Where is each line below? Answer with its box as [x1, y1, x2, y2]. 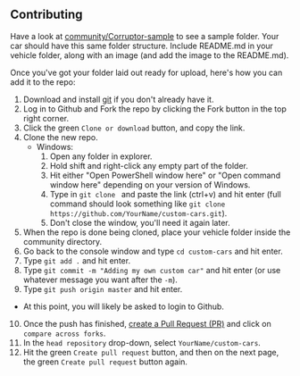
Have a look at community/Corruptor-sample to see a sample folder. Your [10, 30, 279, 41]
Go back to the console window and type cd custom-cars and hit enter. [22, 246, 284, 256]
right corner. [22, 113, 70, 123]
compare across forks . [22, 328, 106, 338]
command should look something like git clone [49, 198, 226, 209]
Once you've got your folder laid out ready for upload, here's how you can [10, 67, 283, 78]
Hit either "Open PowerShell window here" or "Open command [49, 170, 280, 180]
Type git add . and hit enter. [22, 255, 131, 266]
